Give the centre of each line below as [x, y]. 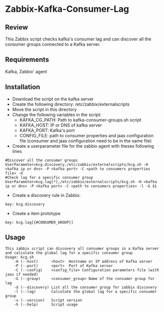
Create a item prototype [36, 213]
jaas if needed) [22, 275]
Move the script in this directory [44, 109]
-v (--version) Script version [48, 300]
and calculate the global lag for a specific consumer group [69, 253]
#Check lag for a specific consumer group [49, 177]
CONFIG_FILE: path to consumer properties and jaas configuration [86, 135]
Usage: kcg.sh [20, 257]
